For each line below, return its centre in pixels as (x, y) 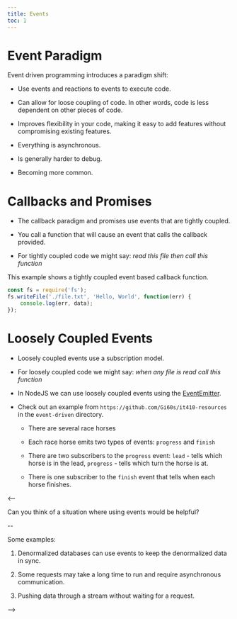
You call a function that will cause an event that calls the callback (112, 235)
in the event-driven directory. (60, 414)
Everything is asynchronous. (59, 145)
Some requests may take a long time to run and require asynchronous (119, 574)
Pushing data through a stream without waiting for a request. (106, 596)
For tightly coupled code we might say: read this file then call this (113, 256)
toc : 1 (17, 21)
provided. (31, 242)
